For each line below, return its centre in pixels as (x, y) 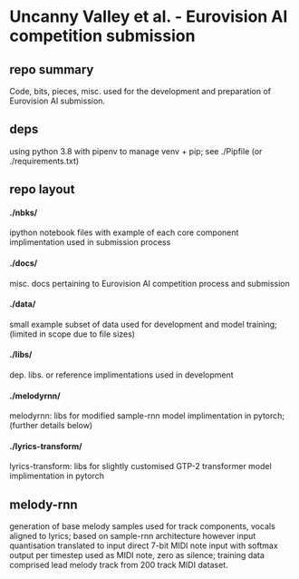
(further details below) (51, 426)
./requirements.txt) (44, 161)
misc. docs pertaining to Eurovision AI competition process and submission (149, 283)
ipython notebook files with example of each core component (124, 232)
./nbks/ (24, 212)
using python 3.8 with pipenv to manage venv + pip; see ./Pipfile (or (136, 151)
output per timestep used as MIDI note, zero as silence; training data (137, 555)
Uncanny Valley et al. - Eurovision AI (149, 17)
